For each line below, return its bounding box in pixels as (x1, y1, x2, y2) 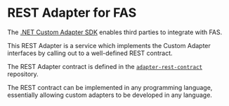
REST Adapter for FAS (7, 5, 137, 21)
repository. (7, 70, 39, 78)
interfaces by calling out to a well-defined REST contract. (7, 49, 174, 57)
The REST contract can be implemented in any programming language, (7, 83, 213, 91)
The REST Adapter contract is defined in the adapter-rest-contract (7, 62, 202, 70)
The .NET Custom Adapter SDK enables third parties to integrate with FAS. (7, 28, 223, 36)
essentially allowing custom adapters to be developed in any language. (7, 91, 213, 99)
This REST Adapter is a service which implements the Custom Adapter (7, 41, 211, 50)
